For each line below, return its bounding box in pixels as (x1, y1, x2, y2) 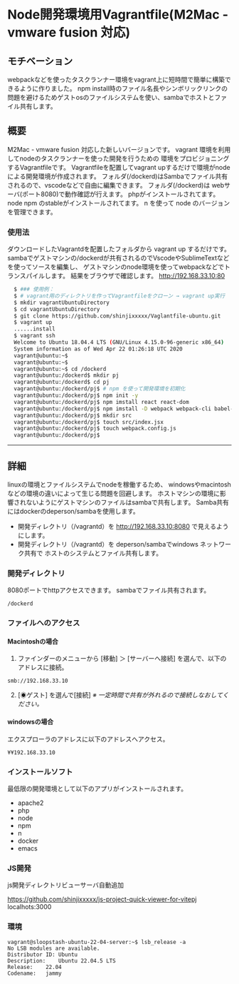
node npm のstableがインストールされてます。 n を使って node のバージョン (7, 198, 230, 207)
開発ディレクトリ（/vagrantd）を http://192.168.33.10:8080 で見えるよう (17, 522, 229, 531)
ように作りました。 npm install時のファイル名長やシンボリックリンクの (19, 84, 228, 93)
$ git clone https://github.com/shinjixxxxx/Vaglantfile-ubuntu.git (14, 312, 221, 320)
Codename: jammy (7, 970, 62, 977)
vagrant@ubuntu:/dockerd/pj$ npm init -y (14, 392, 139, 400)
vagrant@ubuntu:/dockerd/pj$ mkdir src (14, 412, 132, 419)
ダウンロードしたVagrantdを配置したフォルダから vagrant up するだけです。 (7, 245, 231, 253)
